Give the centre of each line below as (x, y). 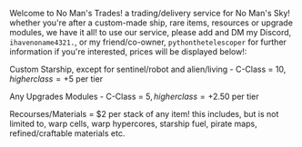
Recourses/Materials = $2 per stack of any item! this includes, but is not (144, 114)
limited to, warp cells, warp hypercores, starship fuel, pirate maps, (133, 123)
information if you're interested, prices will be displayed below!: (128, 52)
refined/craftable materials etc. (67, 133)
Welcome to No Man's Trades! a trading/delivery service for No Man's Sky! (150, 13)
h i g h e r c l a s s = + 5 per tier (56, 79)
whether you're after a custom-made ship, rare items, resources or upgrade (151, 23)
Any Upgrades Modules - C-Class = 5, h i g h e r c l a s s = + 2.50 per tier (134, 96)
